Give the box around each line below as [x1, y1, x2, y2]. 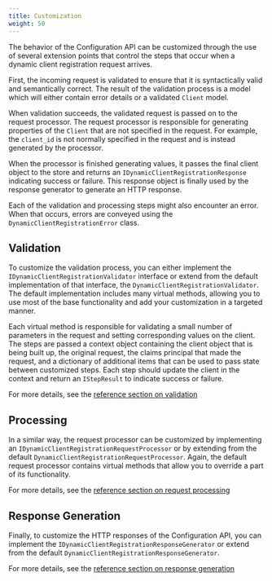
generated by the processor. [8, 143, 104, 152]
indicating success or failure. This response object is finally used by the [8, 176, 249, 186]
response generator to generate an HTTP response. [8, 184, 182, 194]
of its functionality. [8, 469, 71, 479]
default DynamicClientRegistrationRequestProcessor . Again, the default [8, 452, 248, 462]
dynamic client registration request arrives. [8, 59, 153, 69]
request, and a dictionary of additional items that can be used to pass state [8, 356, 260, 367]
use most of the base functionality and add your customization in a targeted [8, 297, 263, 307]
